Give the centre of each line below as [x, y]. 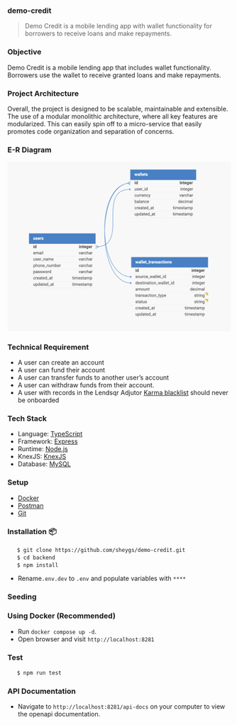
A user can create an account [61, 362]
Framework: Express [48, 441]
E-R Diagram [29, 150]
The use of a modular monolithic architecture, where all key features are [113, 116]
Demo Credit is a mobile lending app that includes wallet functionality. [109, 67]
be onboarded [38, 400]
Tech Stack [27, 419]
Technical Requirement [48, 347]
